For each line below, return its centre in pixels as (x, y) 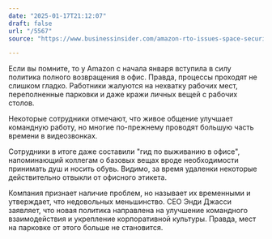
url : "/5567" (30, 31)
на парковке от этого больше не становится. (86, 228)
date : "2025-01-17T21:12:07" (57, 16)
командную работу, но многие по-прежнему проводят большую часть (131, 127)
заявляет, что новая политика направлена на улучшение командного (128, 211)
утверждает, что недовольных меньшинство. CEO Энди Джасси (120, 202)
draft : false (30, 23)
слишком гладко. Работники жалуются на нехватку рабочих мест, (123, 86)
